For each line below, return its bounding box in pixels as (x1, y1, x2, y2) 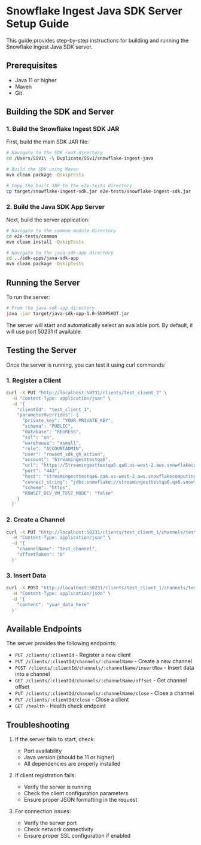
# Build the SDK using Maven (6, 166, 79, 172)
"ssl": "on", (22, 434, 55, 441)
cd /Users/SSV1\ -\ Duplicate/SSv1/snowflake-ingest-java (6, 155, 154, 161)
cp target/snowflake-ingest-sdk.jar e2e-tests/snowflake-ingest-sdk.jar (6, 188, 191, 194)
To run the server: (6, 293, 51, 301)
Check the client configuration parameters (23, 790, 129, 797)
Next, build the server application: (6, 216, 90, 223)
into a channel (14, 670, 50, 678)
